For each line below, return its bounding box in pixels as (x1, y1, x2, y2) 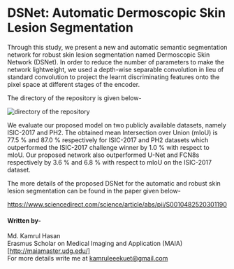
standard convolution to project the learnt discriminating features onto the (7, 72, 220, 81)
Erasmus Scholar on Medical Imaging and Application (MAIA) (7, 240, 183, 248)
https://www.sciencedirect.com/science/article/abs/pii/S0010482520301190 (7, 200, 227, 208)
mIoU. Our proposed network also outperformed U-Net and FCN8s (7, 151, 200, 159)
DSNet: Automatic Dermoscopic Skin (7, 5, 226, 21)
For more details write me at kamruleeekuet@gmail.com (7, 254, 168, 263)
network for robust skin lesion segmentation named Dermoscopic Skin (7, 50, 210, 59)
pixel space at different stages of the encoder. (7, 80, 140, 88)
